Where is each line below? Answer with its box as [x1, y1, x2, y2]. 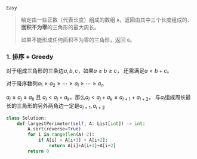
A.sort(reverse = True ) [27, 126, 82, 132]
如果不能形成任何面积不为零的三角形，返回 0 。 [20, 36, 136, 43]
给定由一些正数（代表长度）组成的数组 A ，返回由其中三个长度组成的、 [20, 16, 193, 23]
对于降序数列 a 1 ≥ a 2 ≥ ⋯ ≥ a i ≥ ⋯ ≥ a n [6, 80, 104, 89]
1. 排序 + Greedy [6, 52, 54, 61]
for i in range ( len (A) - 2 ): [27, 132, 95, 138]
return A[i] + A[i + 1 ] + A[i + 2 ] [48, 143, 116, 149]
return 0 [27, 148, 50, 154]
